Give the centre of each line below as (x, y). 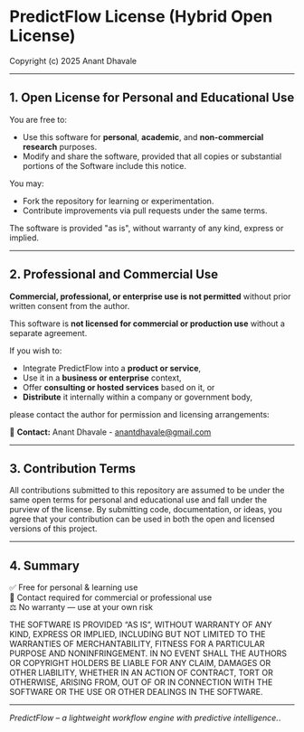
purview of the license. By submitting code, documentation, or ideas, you (146, 510)
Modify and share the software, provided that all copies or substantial (152, 156)
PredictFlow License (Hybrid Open (141, 17)
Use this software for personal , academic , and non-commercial (143, 136)
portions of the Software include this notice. (104, 165)
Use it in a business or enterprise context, (102, 378)
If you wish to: (36, 351)
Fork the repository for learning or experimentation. (118, 201)
